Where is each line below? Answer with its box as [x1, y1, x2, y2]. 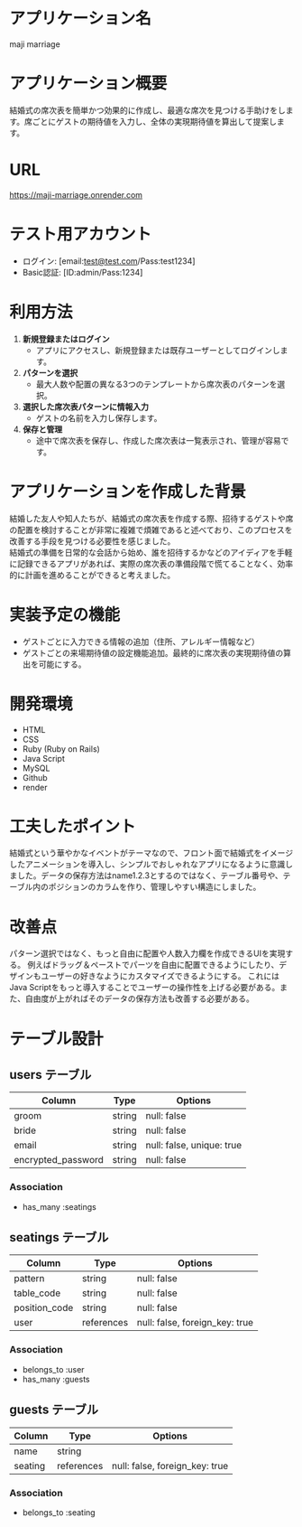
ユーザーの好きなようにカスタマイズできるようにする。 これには [40, 970, 280, 981]
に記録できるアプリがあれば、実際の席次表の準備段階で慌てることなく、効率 [9, 557, 294, 569]
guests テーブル [9, 1402, 99, 1418]
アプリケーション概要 [9, 73, 168, 94]
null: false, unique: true [145, 1139, 242, 1152]
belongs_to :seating [22, 1506, 96, 1518]
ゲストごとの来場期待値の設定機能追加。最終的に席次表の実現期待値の [22, 647, 284, 658]
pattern [14, 1272, 45, 1285]
